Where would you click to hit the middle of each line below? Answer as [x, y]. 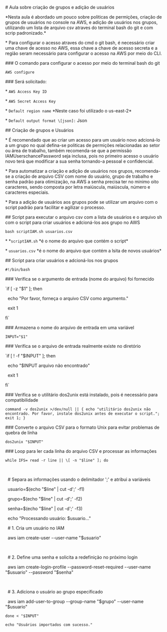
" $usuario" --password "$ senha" [39, 572]
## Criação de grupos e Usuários [39, 130]
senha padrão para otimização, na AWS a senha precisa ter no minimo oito [82, 182]
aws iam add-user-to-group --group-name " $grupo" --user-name [75, 601]
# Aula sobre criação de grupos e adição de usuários [60, 7]
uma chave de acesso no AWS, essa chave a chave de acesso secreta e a [81, 48]
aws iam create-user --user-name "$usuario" [54, 538]
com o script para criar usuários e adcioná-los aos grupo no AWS [72, 222]
